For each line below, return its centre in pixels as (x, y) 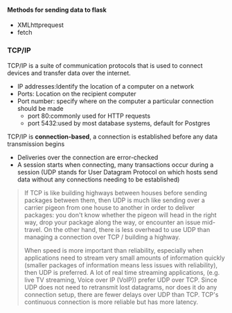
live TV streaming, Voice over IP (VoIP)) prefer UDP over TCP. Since (121, 280)
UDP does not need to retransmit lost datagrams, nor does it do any (121, 287)
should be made (40, 108)
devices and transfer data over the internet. (69, 73)
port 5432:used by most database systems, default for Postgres (119, 123)
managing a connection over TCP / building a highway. (102, 237)
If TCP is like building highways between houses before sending (116, 193)
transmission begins (36, 144)
